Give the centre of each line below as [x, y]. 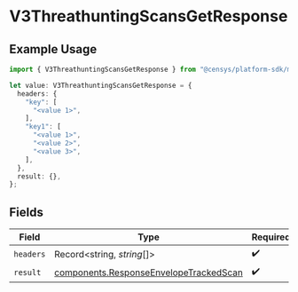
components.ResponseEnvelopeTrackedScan [149, 272]
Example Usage [53, 49]
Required [271, 237]
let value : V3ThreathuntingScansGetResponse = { [101, 85]
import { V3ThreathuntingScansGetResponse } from [103, 69]
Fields [27, 212]
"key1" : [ [43, 127]
